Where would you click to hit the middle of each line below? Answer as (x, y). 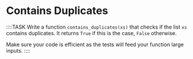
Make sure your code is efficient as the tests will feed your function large (95, 44)
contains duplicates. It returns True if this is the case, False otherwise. (91, 33)
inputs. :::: (18, 50)
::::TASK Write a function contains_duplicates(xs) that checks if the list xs (97, 27)
